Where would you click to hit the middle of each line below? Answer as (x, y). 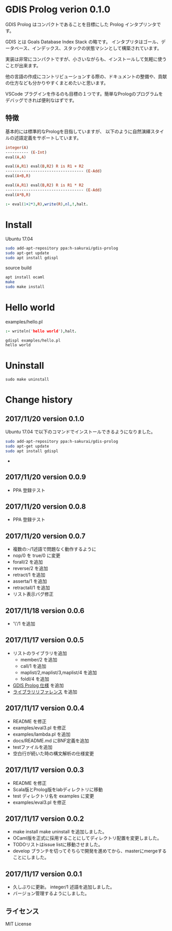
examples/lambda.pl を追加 (42, 734)
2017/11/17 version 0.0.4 (45, 708)
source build (18, 268)
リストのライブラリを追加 (40, 653)
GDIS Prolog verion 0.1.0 (58, 10)
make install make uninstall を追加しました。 (60, 832)
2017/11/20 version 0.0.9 (46, 477)
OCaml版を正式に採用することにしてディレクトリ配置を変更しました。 (87, 838)
